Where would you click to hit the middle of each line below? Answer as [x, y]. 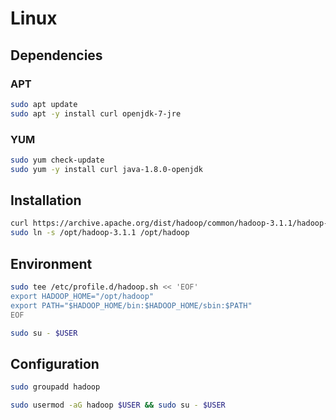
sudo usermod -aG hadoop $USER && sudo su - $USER [118, 405]
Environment [51, 263]
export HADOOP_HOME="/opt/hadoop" [82, 296]
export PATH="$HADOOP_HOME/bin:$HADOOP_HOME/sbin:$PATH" [131, 305]
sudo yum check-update [57, 160]
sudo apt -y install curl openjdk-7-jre [96, 113]
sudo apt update [44, 104]
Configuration [55, 363]
